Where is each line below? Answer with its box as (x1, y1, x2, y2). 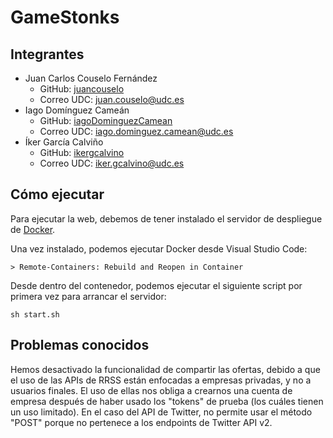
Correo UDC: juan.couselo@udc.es (39, 94, 185, 105)
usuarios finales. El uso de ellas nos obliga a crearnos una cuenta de (10, 384, 293, 396)
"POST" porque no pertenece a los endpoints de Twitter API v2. (10, 416, 273, 428)
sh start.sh (10, 309, 60, 320)
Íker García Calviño (24, 136, 104, 148)
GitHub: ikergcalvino (39, 147, 125, 158)
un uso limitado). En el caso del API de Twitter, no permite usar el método (10, 406, 313, 418)
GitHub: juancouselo (39, 83, 125, 95)
